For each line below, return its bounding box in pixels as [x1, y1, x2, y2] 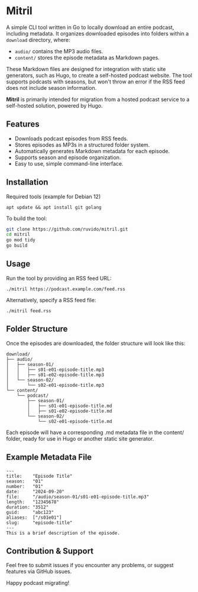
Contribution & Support [6, 546, 94, 556]
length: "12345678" [6, 499, 60, 505]
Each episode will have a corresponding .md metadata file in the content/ [6, 429, 184, 436]
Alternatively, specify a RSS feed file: [6, 296, 96, 303]
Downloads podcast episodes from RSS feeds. [14, 135, 128, 142]
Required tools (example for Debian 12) [6, 193, 101, 200]
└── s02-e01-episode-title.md [37, 418, 112, 424]
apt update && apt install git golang [6, 204, 102, 211]
